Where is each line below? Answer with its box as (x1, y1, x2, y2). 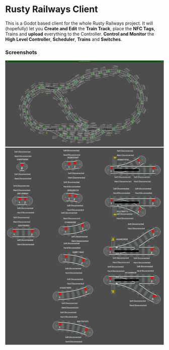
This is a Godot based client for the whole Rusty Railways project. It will (5, 20, 153, 26)
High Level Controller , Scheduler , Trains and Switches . (5, 36, 122, 42)
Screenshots (5, 49, 37, 56)
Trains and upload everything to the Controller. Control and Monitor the (5, 31, 154, 37)
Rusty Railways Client (5, 4, 98, 15)
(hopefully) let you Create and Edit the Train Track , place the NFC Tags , (5, 25, 155, 31)
